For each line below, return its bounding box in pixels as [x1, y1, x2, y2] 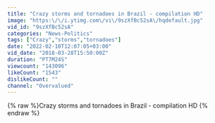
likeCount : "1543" [7, 69, 61, 76]
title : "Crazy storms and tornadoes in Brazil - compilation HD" [7, 10, 203, 18]
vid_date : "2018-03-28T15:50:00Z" [7, 50, 109, 57]
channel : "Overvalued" [7, 82, 74, 89]
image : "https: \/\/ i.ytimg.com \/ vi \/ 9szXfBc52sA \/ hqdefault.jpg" [7, 17, 203, 24]
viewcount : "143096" [7, 63, 68, 70]
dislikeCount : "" [7, 75, 59, 83]
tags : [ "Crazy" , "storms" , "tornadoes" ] [7, 37, 121, 44]
